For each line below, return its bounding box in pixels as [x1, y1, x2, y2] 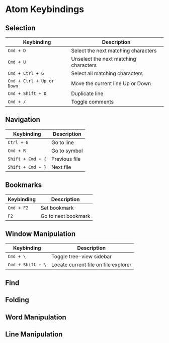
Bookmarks [5, 181, 42, 189]
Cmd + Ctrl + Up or [8, 78, 54, 84]
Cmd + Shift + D [8, 91, 47, 96]
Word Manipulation [5, 313, 66, 321]
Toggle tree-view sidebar [51, 253, 112, 260]
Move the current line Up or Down [71, 80, 151, 87]
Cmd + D [8, 48, 26, 54]
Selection [5, 24, 36, 32]
